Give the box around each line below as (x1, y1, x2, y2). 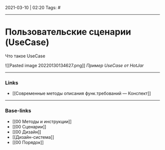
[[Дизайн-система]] (12, 134, 55, 140)
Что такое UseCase (5, 53, 46, 59)
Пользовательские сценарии (5, 26, 131, 38)
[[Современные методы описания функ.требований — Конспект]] (12, 91, 151, 97)
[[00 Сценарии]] (12, 124, 47, 129)
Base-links (5, 107, 31, 114)
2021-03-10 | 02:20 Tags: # (5, 5, 61, 10)
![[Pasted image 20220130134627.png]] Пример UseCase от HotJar (5, 62, 144, 68)
